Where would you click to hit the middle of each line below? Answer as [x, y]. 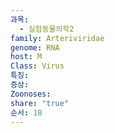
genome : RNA [35, 47]
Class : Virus [37, 66]
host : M [26, 57]
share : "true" [40, 103]
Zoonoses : [31, 94]
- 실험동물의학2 [47, 29]
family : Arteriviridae [57, 38]
